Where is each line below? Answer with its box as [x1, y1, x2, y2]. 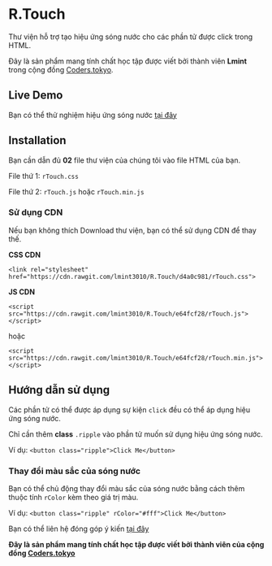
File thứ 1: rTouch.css [8, 171, 79, 181]
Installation [8, 133, 67, 147]
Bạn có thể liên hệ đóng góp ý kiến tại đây [8, 524, 149, 533]
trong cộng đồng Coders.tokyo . [8, 64, 114, 74]
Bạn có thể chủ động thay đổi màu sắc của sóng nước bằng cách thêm [8, 483, 245, 493]
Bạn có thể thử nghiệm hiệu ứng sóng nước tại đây [8, 110, 177, 120]
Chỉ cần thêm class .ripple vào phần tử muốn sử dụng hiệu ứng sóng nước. [8, 429, 263, 439]
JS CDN [8, 286, 35, 297]
